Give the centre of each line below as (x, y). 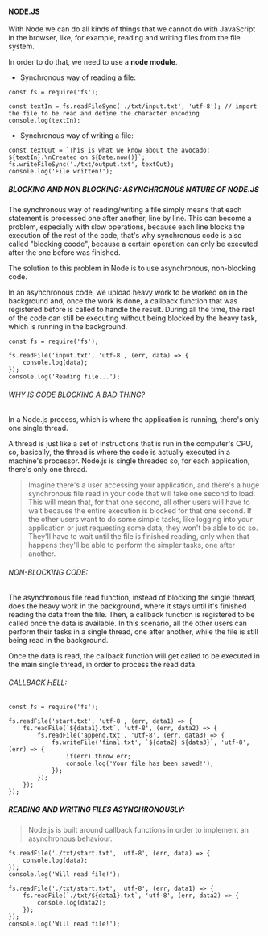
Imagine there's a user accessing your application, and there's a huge (144, 485)
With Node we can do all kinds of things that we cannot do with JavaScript (132, 29)
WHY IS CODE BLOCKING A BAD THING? (77, 395)
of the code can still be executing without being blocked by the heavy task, (133, 318)
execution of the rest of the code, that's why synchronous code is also (125, 236)
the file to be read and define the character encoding (104, 114)
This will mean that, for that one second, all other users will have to (139, 502)
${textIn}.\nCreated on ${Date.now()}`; (77, 157)
